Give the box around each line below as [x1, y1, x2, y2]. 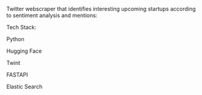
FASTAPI [6, 71, 28, 78]
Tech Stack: [6, 24, 37, 31]
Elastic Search [6, 83, 43, 90]
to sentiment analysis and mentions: [6, 12, 98, 19]
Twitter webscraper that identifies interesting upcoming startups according [6, 6, 196, 12]
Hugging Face [6, 47, 42, 55]
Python [6, 36, 25, 42]
